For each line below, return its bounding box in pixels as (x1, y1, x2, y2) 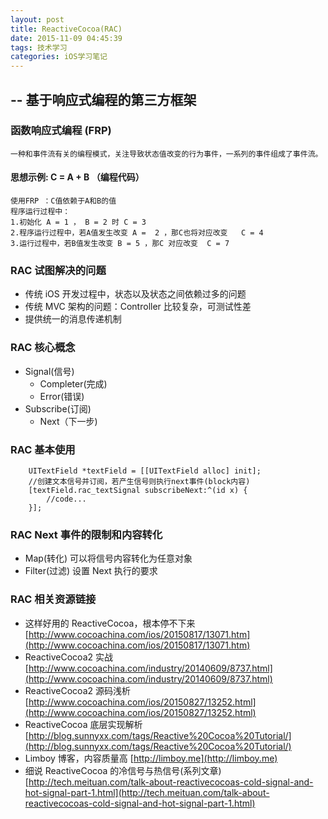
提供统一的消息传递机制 (24, 313, 122, 325)
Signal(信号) (24, 365, 75, 377)
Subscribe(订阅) (24, 402, 92, 415)
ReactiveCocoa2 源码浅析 (24, 684, 131, 696)
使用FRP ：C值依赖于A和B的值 (10, 196, 117, 206)
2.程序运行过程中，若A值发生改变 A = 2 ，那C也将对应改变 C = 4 (10, 228, 264, 238)
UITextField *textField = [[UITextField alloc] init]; (28, 466, 262, 476)
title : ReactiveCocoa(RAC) (10, 24, 123, 34)
